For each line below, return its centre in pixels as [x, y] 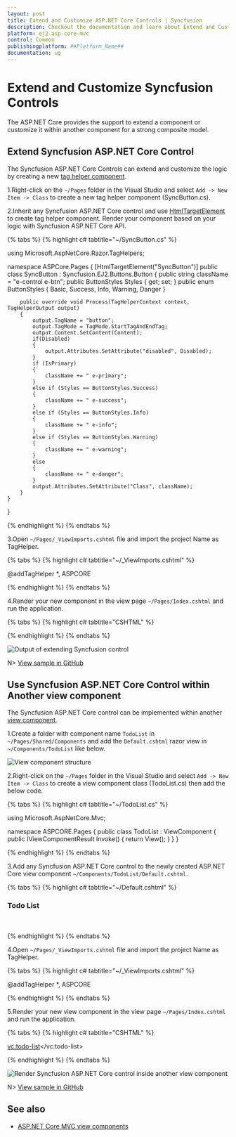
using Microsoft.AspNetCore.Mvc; [57, 818]
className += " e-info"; [81, 425]
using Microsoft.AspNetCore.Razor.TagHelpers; [76, 253]
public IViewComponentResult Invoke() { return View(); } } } [93, 839]
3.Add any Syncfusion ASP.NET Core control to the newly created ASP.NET [116, 866]
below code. [25, 791]
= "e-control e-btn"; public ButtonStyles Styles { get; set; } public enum [111, 281]
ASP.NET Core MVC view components [73, 1126]
